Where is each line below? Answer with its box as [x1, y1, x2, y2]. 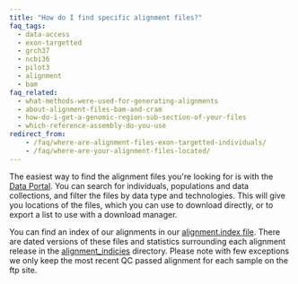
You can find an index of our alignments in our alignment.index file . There [9, 226, 281, 237]
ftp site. [9, 264, 38, 275]
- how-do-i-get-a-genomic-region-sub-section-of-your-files [17, 113, 247, 122]
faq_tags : [9, 22, 47, 30]
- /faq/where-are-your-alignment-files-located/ [25, 146, 211, 155]
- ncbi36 [17, 55, 50, 64]
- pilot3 [17, 64, 50, 73]
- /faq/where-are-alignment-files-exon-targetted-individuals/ [25, 138, 267, 147]
